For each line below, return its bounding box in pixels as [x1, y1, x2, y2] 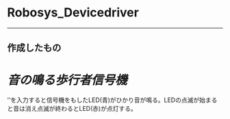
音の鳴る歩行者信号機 [7, 72, 128, 88]
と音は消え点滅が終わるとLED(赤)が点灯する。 [7, 105, 137, 113]
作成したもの [7, 42, 62, 54]
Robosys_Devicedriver [7, 5, 139, 21]
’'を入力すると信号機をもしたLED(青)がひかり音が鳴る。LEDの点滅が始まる [7, 96, 218, 104]
